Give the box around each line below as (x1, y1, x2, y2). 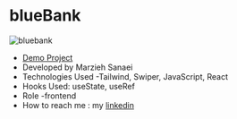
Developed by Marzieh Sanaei (21, 62, 133, 72)
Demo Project (21, 52, 73, 63)
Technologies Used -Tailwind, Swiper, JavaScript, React (21, 71, 228, 81)
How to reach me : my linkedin (21, 99, 134, 110)
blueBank (9, 5, 81, 26)
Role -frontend (21, 90, 77, 101)
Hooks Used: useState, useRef (21, 81, 136, 91)
